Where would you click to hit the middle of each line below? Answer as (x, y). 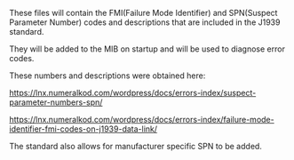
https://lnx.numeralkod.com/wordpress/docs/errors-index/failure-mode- (142, 120)
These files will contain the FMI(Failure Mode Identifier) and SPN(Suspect (143, 13)
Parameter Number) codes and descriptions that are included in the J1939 (145, 22)
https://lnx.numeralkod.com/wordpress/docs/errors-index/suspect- (133, 93)
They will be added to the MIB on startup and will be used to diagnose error (147, 49)
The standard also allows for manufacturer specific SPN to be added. (135, 146)
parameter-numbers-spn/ (56, 102)
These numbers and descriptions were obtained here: (107, 76)
